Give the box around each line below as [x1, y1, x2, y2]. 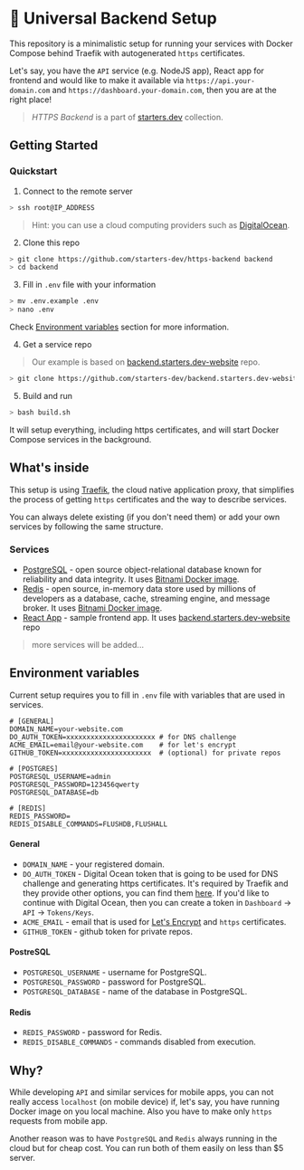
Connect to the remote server [22, 185, 133, 196]
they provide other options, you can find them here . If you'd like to [22, 887, 270, 899]
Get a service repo [22, 339, 92, 349]
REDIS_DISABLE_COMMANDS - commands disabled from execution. [22, 1036, 256, 1048]
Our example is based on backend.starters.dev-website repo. [31, 357, 261, 367]
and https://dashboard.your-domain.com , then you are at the [52, 84, 278, 95]
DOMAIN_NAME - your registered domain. [22, 859, 166, 870]
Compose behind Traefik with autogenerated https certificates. [9, 47, 246, 58]
